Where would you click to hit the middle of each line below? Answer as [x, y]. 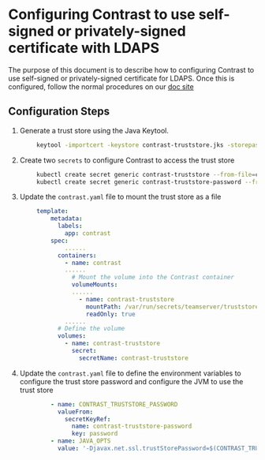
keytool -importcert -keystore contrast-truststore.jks [130, 145]
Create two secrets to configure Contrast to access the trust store [127, 160]
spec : [59, 241]
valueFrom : [75, 412]
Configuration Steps [59, 112]
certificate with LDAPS [84, 48]
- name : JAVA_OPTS [80, 441]
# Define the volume [91, 329]
